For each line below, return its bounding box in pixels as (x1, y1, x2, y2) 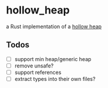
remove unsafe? (14, 62, 54, 69)
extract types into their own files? (14, 75, 96, 82)
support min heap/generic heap (14, 55, 92, 62)
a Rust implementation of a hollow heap (6, 23, 102, 30)
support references (14, 69, 62, 76)
